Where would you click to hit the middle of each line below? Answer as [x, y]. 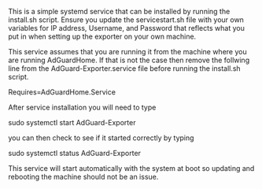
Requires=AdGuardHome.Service [62, 92]
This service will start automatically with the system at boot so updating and [131, 168]
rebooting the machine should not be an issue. [83, 177]
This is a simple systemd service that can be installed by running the [119, 11]
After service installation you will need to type [82, 107]
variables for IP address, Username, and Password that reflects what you [127, 28]
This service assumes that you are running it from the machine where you [127, 52]
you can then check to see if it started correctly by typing [101, 138]
